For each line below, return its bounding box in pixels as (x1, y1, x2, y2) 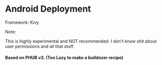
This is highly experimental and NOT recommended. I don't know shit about (5, 38, 157, 44)
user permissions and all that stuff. (5, 43, 75, 49)
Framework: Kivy (5, 19, 39, 25)
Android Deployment (5, 3, 91, 15)
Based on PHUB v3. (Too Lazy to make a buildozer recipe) (5, 54, 123, 60)
